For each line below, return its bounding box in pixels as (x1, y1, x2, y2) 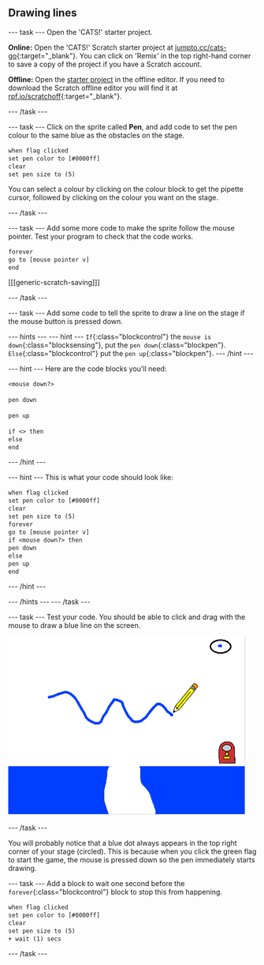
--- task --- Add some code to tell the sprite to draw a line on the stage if (8, 308, 245, 317)
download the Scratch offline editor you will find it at (8, 83, 178, 92)
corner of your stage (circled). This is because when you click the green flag (8, 847, 257, 856)
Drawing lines (8, 6, 77, 20)
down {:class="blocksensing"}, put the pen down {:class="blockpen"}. (8, 340, 226, 350)
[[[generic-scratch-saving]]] (8, 277, 100, 287)
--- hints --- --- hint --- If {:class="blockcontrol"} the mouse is (8, 332, 211, 341)
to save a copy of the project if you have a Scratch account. (8, 59, 203, 69)
